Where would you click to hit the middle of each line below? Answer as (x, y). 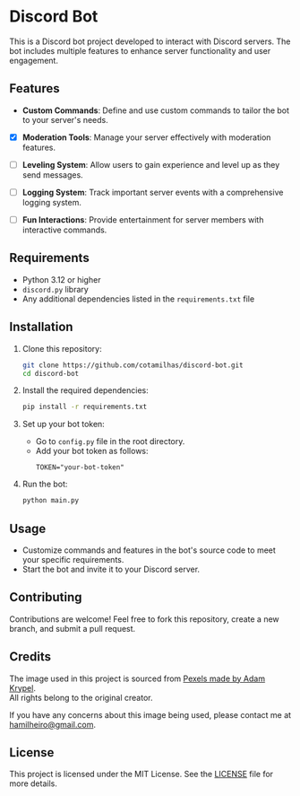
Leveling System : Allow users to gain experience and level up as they (151, 164)
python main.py (51, 501)
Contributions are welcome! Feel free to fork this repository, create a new (144, 619)
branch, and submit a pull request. (73, 628)
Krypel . (22, 687)
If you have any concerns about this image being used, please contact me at (150, 714)
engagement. (34, 60)
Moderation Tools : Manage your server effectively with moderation (146, 137)
